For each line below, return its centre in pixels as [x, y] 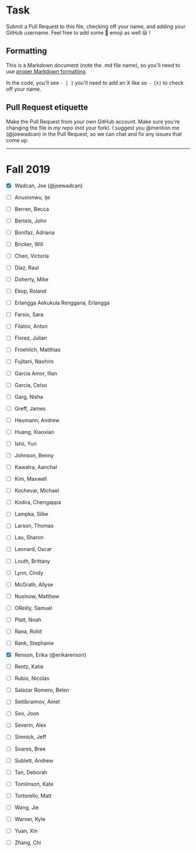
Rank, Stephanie [34, 643]
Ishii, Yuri [25, 443]
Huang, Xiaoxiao [34, 432]
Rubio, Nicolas [32, 678]
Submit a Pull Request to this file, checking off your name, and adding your [96, 26]
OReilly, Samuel [33, 608]
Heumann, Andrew [37, 420]
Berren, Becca [32, 209]
